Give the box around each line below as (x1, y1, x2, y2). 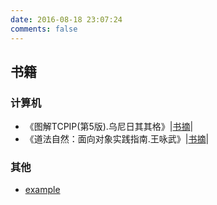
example (24, 184, 61, 196)
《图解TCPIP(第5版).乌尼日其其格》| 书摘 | (24, 121, 194, 133)
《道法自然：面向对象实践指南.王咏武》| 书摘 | (24, 133, 210, 145)
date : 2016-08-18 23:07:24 (10, 14, 123, 25)
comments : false (10, 24, 78, 34)
